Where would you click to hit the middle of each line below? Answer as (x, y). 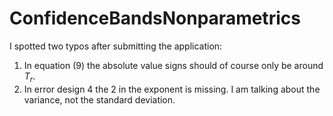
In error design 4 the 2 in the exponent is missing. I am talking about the (172, 89)
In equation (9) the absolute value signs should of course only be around (173, 65)
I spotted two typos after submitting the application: (116, 46)
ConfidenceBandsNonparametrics (155, 18)
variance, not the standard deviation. (99, 99)
